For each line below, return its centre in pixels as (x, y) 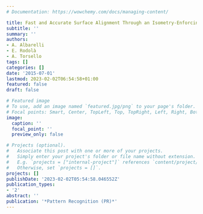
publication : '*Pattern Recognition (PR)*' (62, 201)
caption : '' (27, 123)
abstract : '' (23, 196)
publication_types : (31, 184)
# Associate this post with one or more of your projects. (85, 151)
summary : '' (21, 34)
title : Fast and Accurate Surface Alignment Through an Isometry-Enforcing (104, 23)
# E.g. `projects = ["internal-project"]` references (78, 162)
